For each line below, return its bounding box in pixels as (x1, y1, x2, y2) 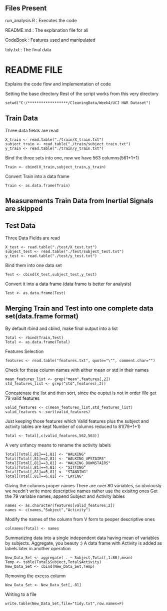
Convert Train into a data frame (5, 173, 70, 179)
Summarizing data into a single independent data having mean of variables (5, 535, 159, 541)
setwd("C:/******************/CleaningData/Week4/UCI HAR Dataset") (5, 100, 151, 105)
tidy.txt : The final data (5, 46, 51, 52)
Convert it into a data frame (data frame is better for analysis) (5, 281, 131, 287)
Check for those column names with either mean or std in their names (5, 367, 149, 373)
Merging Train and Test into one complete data (5, 304, 153, 313)
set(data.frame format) (5, 312, 79, 321)
